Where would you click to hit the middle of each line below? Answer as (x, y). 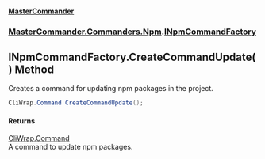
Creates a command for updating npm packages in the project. (111, 89)
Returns (22, 121)
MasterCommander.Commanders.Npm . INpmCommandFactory (132, 32)
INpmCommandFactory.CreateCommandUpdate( (132, 57)
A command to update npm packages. (71, 147)
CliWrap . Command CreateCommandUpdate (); (76, 103)
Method (34, 69)
